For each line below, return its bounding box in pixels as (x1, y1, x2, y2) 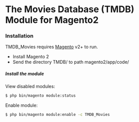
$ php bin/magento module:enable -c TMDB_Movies (5, 112, 110, 117)
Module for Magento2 (5, 14, 99, 26)
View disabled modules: (5, 84, 55, 90)
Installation (5, 32, 34, 39)
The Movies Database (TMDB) (5, 4, 134, 15)
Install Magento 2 (12, 54, 49, 60)
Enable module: (5, 102, 38, 108)
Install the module (5, 71, 44, 77)
